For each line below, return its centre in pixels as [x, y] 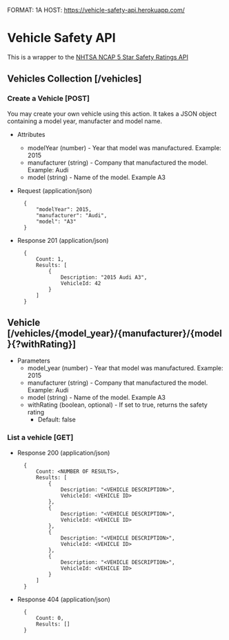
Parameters [33, 361]
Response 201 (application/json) [63, 240]
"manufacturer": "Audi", [71, 215]
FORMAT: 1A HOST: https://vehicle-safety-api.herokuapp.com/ [96, 10]
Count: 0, [50, 618]
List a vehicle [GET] [40, 437]
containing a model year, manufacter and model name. [84, 121]
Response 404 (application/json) [63, 599]
